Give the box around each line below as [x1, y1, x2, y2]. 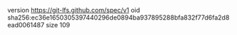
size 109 [46, 21, 70, 29]
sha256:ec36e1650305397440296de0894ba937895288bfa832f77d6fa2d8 [7, 13, 230, 22]
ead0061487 [7, 21, 45, 29]
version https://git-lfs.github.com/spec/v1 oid [7, 6, 141, 14]
